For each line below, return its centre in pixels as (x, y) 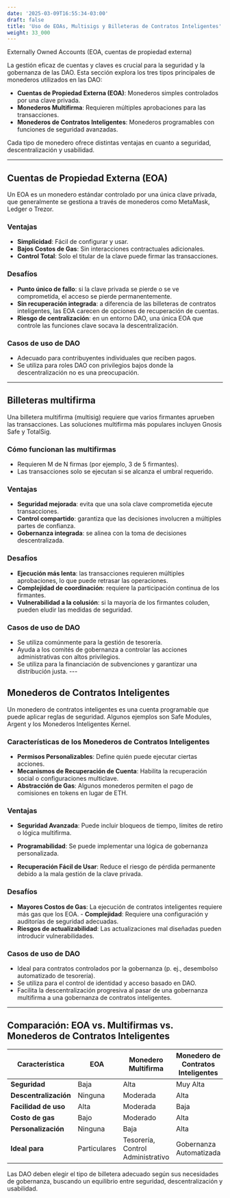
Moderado (140, 1117)
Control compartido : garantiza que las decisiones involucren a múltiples (119, 519)
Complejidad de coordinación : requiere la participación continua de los (118, 588)
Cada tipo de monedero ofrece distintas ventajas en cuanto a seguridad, (109, 143)
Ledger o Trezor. (30, 209)
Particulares (97, 1148)
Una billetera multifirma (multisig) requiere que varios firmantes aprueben (111, 417)
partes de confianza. (46, 526)
